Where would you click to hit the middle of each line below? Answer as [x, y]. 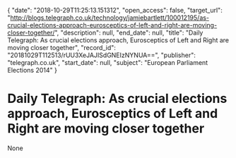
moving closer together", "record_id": [62, 48]
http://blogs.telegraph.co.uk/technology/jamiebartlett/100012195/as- [110, 18]
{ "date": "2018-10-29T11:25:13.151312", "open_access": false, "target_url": [115, 10]
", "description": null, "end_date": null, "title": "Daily [129, 32]
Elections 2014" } [33, 70]
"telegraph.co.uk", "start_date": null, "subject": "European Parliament [108, 62]
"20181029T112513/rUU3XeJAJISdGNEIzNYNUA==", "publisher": [101, 55]
